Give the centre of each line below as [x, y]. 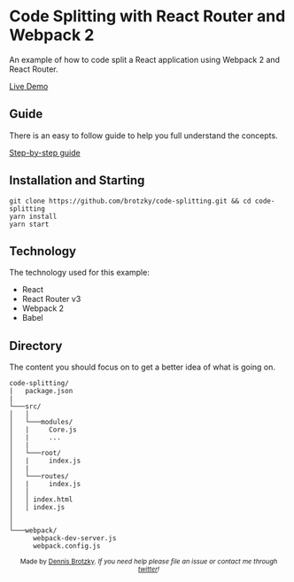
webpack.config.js [66, 547]
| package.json [41, 392]
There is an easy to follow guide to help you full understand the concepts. [143, 136]
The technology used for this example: [80, 273]
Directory [36, 346]
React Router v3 [51, 299]
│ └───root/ [35, 454]
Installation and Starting [77, 180]
